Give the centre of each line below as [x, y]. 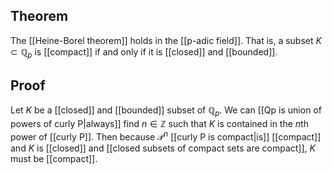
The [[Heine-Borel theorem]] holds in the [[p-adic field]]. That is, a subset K [166, 40]
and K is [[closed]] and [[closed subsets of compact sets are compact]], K [163, 148]
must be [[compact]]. [54, 158]
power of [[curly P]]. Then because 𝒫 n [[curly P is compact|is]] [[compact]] [166, 136]
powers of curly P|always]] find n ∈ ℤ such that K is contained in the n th [159, 124]
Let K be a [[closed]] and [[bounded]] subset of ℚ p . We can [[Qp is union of [166, 111]
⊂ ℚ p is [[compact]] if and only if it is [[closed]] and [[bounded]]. [144, 52]
